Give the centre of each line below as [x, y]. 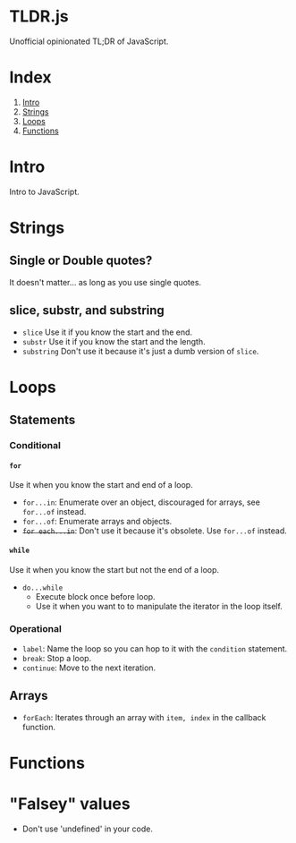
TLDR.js [39, 17]
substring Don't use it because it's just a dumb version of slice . [140, 351]
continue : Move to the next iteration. [89, 668]
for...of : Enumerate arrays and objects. [97, 522]
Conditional [35, 446]
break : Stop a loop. [57, 658]
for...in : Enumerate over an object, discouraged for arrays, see [141, 502]
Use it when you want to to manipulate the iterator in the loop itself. [159, 606]
